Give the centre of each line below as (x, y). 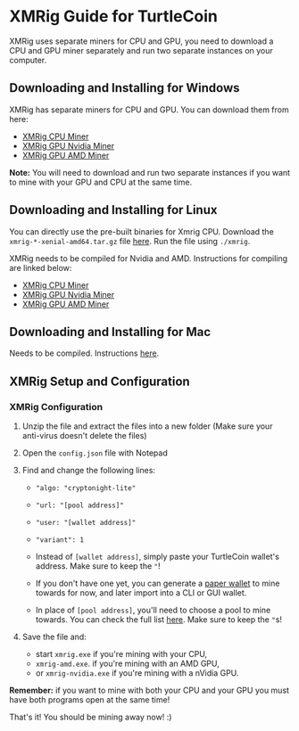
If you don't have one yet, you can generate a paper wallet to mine (158, 583)
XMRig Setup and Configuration (100, 381)
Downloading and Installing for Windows (125, 88)
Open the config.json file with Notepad (95, 453)
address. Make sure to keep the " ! (98, 566)
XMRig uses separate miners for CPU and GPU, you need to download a (141, 41)
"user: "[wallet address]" (86, 523)
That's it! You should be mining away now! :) (91, 717)
